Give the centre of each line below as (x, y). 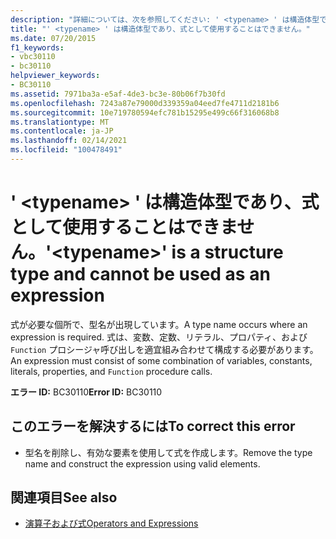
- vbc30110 (33, 57)
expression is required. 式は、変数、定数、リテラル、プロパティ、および (159, 337)
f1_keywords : (37, 47)
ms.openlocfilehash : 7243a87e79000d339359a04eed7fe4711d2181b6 (145, 103)
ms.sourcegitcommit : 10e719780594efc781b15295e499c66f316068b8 (145, 112)
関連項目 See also (64, 497)
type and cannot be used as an (140, 274)
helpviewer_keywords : (55, 76)
